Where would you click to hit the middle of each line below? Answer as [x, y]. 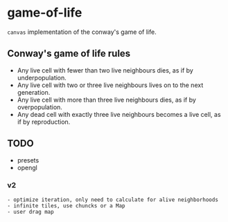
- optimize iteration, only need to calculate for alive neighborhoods [113, 200]
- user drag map [30, 212]
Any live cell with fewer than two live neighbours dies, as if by [105, 70]
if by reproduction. [44, 122]
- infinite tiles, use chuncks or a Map [67, 205]
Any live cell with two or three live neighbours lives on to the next [110, 85]
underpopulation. [42, 77]
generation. [34, 92]
